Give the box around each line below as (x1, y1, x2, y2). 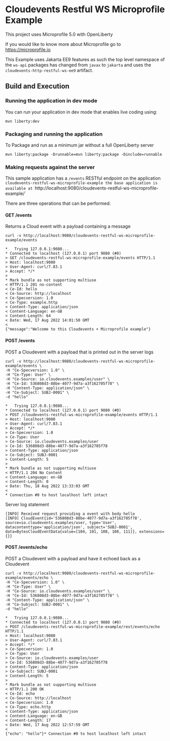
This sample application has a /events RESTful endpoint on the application (5, 175, 161, 181)
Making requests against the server (5, 163, 95, 171)
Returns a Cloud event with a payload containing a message (5, 223, 131, 230)
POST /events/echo (5, 544, 48, 551)
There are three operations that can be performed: (5, 200, 111, 207)
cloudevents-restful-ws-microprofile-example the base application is (5, 181, 158, 186)
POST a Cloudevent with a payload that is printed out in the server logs (5, 349, 154, 355)
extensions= (139, 529, 165, 534)
